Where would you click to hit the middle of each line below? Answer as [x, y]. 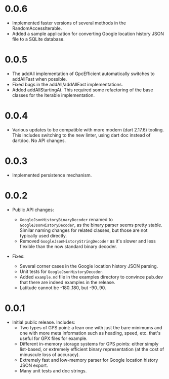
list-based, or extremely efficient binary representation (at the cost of [92, 349]
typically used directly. [43, 235]
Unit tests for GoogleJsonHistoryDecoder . [62, 271]
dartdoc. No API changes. [39, 141]
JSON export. [34, 365]
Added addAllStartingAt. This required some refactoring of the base [82, 90]
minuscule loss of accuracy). [50, 354]
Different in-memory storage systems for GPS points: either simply [89, 343]
